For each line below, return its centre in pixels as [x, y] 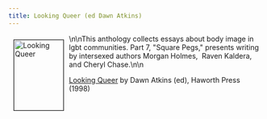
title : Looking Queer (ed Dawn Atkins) [75, 16]
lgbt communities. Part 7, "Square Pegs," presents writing [164, 47]
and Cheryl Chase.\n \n [106, 64]
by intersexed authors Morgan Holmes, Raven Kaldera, [161, 55]
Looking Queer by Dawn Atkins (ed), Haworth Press [154, 80]
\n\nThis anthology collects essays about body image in [161, 39]
